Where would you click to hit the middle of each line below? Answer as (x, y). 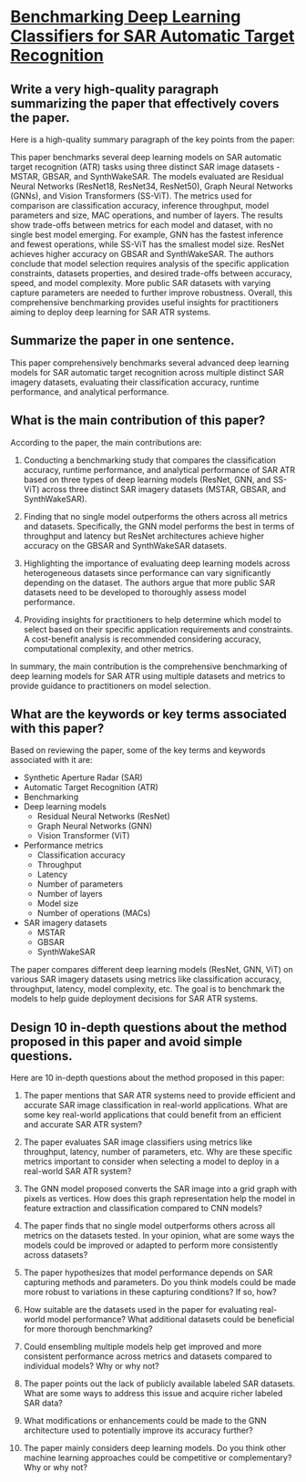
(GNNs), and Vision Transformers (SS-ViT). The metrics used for (132, 196)
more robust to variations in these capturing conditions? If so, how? (150, 1292)
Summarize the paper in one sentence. (122, 340)
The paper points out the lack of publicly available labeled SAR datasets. (159, 1384)
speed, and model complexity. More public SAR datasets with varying (141, 283)
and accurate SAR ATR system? (82, 1125)
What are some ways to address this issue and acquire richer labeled (153, 1394)
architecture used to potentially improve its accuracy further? (138, 1431)
